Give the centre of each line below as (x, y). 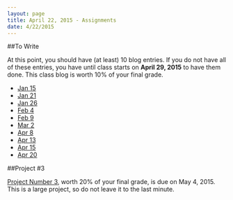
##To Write (23, 47)
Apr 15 (26, 148)
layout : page (26, 14)
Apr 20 (27, 155)
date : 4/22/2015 (31, 26)
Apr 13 (26, 140)
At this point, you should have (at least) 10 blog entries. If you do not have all (116, 60)
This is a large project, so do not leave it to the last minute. (91, 190)
